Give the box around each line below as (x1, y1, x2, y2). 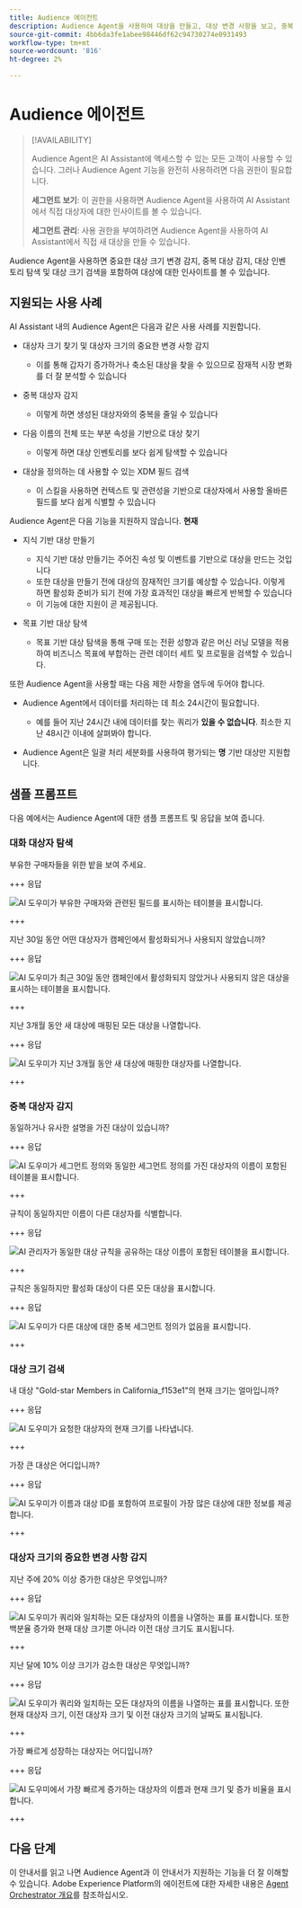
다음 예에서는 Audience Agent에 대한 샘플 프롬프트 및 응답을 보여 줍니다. (9, 812, 265, 823)
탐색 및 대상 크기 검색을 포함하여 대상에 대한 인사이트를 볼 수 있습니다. (25, 266, 271, 277)
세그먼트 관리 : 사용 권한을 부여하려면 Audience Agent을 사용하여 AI (31, 225, 269, 235)
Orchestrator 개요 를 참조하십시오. (9, 1889, 129, 1900)
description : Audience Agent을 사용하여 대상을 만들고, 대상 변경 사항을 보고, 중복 (9, 22, 294, 31)
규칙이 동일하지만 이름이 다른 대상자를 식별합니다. (9, 1208, 182, 1219)
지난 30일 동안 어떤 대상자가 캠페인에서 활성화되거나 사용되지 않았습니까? (9, 934, 266, 945)
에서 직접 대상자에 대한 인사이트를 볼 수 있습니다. (31, 206, 202, 217)
